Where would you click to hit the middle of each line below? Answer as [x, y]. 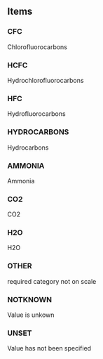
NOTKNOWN [30, 299]
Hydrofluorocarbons [36, 114]
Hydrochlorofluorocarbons [46, 80]
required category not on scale [52, 281]
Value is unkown [31, 315]
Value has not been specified [49, 348]
